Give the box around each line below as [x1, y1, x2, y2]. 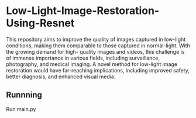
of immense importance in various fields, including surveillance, [6, 54, 160, 61]
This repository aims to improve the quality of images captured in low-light [6, 36, 186, 43]
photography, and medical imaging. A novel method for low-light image [6, 60, 177, 68]
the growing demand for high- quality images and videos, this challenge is [6, 48, 185, 55]
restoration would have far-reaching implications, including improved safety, [6, 67, 190, 74]
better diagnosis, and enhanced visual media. [6, 73, 116, 80]
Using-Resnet [6, 16, 75, 30]
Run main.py [6, 105, 36, 112]
